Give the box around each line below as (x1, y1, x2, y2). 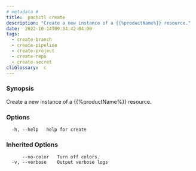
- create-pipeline (11, 43, 58, 49)
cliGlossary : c (6, 64, 47, 71)
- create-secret (11, 59, 52, 65)
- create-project (11, 48, 55, 54)
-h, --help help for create (11, 127, 87, 133)
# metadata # (6, 8, 39, 15)
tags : (6, 31, 20, 37)
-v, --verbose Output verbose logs (11, 160, 109, 166)
